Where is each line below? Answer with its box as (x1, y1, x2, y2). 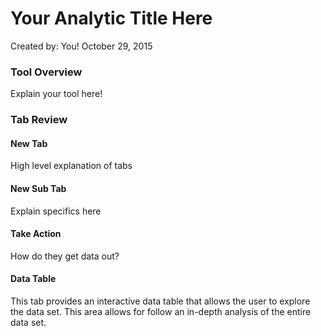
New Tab (10, 137, 48, 149)
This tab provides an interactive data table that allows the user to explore (10, 295, 311, 307)
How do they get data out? (10, 250, 120, 262)
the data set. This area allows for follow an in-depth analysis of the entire (10, 305, 312, 317)
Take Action (10, 228, 62, 240)
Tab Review (10, 113, 68, 127)
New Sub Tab (10, 182, 67, 194)
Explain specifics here (10, 205, 102, 217)
